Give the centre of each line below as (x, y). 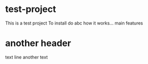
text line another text (27, 57)
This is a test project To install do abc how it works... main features (74, 23)
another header (38, 43)
